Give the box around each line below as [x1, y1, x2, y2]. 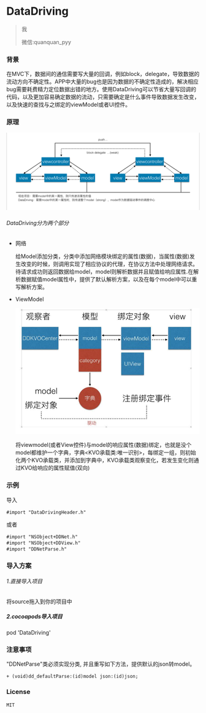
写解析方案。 [15, 283, 48, 291]
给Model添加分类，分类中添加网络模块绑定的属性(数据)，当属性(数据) [15, 253, 190, 260]
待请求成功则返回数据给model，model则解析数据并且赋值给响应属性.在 [15, 268, 194, 275]
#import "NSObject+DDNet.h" [6, 533, 78, 540]
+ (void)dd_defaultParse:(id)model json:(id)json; [6, 673, 139, 680]
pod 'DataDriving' [6, 628, 51, 636]
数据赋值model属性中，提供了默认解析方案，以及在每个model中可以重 [20, 275, 197, 283]
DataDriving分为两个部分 [6, 219, 69, 226]
